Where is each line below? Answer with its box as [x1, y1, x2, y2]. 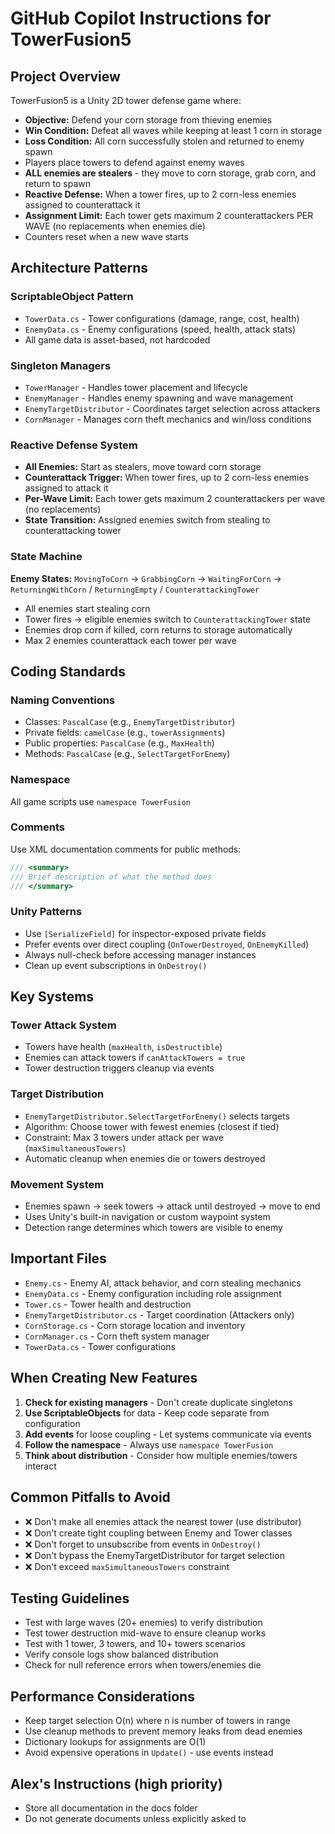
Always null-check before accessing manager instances [24, 948, 257, 961]
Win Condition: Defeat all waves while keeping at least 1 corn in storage [24, 125, 323, 136]
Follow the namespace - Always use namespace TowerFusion [24, 1438, 274, 1451]
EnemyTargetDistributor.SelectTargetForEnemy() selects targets [24, 1110, 290, 1122]
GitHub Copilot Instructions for [10, 7, 272, 30]
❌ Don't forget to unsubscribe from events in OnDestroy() [24, 1538, 262, 1550]
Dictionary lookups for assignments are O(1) [24, 1736, 207, 1748]
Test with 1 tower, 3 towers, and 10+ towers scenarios [24, 1638, 246, 1650]
